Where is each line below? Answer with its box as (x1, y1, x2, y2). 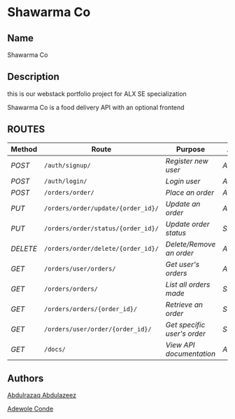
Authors (7, 373, 44, 385)
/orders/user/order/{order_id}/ (44, 325, 152, 333)
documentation (165, 348, 215, 358)
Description (7, 71, 59, 83)
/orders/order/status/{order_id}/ (44, 224, 159, 232)
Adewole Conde (7, 404, 54, 413)
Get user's (165, 259, 200, 269)
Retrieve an (165, 299, 204, 309)
